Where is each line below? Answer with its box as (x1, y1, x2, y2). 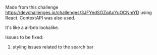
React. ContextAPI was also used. (5, 15, 76, 20)
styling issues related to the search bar (12, 44, 94, 49)
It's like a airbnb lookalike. (5, 24, 60, 30)
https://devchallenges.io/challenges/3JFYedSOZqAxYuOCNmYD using (5, 9, 152, 15)
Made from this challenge (5, 4, 59, 10)
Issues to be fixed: (5, 34, 44, 40)
